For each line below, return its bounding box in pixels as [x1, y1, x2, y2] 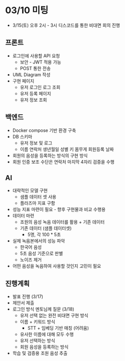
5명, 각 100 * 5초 [27, 232, 61, 238]
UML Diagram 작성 [12, 71, 51, 78]
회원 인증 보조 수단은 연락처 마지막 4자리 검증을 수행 [12, 159, 114, 165]
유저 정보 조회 [20, 97, 47, 103]
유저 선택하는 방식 [20, 338, 55, 344]
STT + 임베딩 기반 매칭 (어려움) [27, 325, 89, 331]
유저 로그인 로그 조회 [20, 84, 61, 90]
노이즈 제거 [20, 257, 42, 263]
